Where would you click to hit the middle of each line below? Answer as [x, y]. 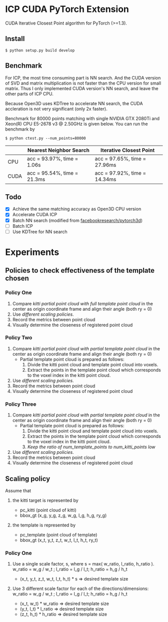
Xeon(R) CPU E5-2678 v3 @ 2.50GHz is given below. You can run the [77, 124]
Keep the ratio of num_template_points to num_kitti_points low [91, 447]
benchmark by [20, 129]
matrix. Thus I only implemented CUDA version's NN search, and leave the [82, 88]
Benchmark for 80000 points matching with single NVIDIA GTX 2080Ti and [82, 118]
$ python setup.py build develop [40, 50]
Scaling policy [28, 479]
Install [15, 39]
